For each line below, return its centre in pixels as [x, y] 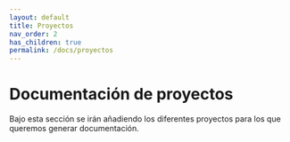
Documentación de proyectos [121, 95]
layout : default [39, 17]
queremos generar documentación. [75, 129]
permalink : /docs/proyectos [62, 51]
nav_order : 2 [33, 34]
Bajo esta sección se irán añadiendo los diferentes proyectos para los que [145, 119]
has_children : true [46, 42]
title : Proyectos [41, 26]
